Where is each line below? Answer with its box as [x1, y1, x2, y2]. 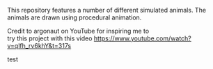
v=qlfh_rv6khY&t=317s [7, 42, 72, 49]
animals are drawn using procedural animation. [7, 13, 142, 22]
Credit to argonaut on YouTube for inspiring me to [7, 27, 150, 35]
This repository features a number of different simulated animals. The [7, 6, 207, 14]
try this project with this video [7, 34, 93, 43]
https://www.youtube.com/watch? [93, 34, 191, 43]
